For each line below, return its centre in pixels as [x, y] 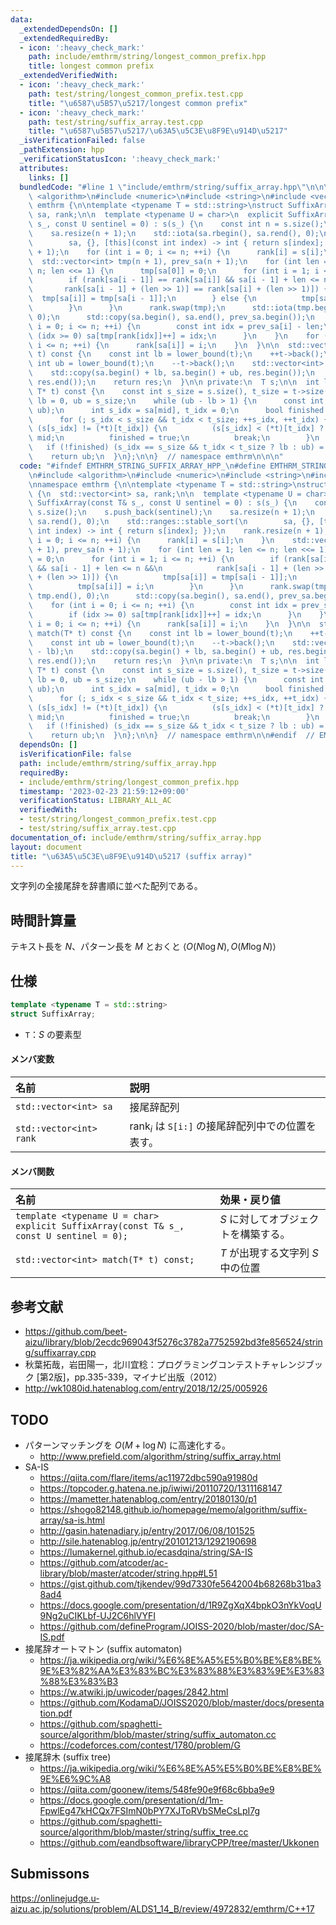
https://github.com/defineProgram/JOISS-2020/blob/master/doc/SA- [182, 1626]
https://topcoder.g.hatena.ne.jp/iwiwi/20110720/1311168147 [161, 1488]
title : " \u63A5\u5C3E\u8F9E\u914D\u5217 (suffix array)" [131, 856]
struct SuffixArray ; [53, 1014]
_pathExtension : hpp [62, 150]
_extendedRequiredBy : [64, 38]
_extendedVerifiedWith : [68, 76]
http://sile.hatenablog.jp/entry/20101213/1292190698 [148, 1541]
